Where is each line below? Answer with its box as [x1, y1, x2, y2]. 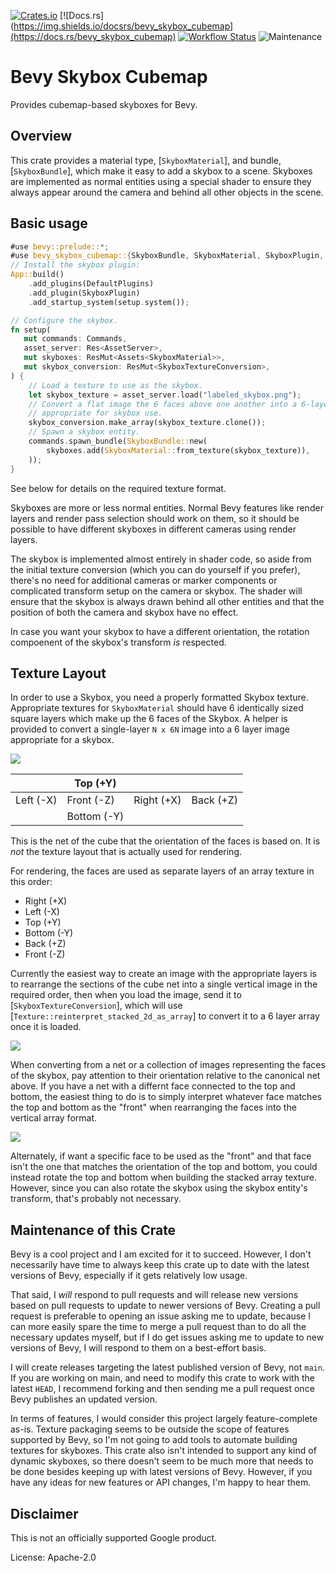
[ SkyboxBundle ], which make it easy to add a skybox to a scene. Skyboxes [10, 165, 313, 177]
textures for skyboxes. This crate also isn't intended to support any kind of [10, 1445, 317, 1457]
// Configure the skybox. [10, 315, 118, 325]
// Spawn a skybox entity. [28, 427, 141, 437]
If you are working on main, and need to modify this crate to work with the [10, 1372, 315, 1384]
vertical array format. [10, 1112, 98, 1124]
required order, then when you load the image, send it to [10, 989, 242, 1001]
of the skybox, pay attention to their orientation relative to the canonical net [10, 1070, 321, 1082]
